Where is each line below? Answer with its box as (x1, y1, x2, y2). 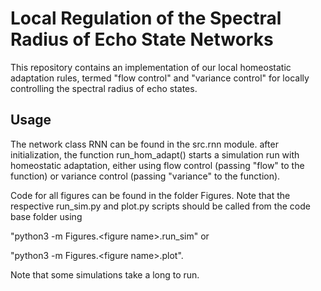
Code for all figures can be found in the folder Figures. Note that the (10, 189, 291, 201)
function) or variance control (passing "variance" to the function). (10, 170, 281, 182)
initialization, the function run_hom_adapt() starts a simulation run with (10, 148, 300, 161)
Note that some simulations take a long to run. (10, 268, 200, 281)
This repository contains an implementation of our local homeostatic (10, 61, 292, 73)
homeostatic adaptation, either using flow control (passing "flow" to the (10, 159, 305, 171)
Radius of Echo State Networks (10, 28, 274, 51)
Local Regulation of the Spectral (10, 7, 282, 30)
